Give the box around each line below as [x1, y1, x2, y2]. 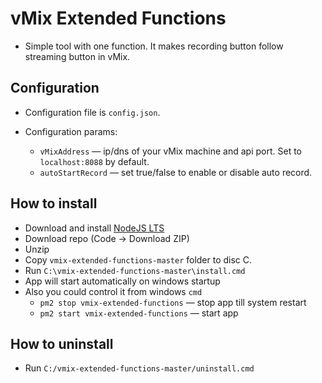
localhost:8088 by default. [39, 155, 150, 167]
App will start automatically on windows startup [24, 275, 221, 287]
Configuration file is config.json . [24, 106, 161, 118]
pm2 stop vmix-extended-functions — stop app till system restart [39, 296, 307, 308]
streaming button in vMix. [24, 50, 131, 62]
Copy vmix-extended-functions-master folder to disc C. [24, 253, 253, 266]
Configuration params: [24, 125, 118, 137]
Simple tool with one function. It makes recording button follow [24, 40, 284, 52]
